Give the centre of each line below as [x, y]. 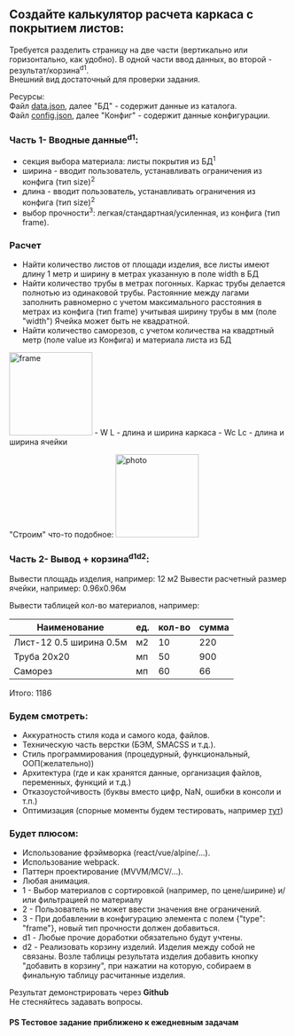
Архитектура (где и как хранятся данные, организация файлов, [142, 773]
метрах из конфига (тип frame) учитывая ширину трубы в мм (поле [149, 312]
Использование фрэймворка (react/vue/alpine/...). [116, 853]
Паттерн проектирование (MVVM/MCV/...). [102, 872]
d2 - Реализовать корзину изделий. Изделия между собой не [138, 947]
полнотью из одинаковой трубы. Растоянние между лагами [136, 293]
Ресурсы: [27, 97]
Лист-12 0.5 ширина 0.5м [70, 642]
